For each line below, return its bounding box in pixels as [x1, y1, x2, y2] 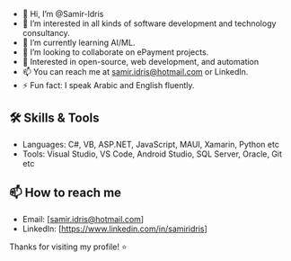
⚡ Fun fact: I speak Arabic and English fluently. [22, 80, 195, 90]
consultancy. [22, 28, 70, 38]
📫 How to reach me [9, 185, 122, 201]
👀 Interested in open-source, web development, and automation [22, 57, 260, 67]
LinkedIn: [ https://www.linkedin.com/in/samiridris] [22, 223, 208, 234]
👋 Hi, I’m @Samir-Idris [22, 9, 104, 19]
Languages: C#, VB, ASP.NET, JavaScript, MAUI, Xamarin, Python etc [22, 139, 280, 149]
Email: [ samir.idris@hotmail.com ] [22, 213, 145, 224]
